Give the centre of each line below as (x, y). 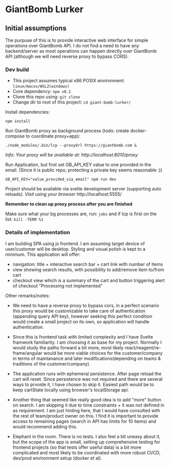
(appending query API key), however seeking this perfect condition (82, 316)
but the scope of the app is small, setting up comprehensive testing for (86, 442)
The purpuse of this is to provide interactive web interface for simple (77, 40)
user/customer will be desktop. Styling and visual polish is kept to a (75, 249)
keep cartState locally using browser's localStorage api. (71, 390)
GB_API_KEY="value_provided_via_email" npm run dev (61, 179)
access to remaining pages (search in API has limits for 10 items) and (84, 421)
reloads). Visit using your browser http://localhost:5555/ (63, 194)
